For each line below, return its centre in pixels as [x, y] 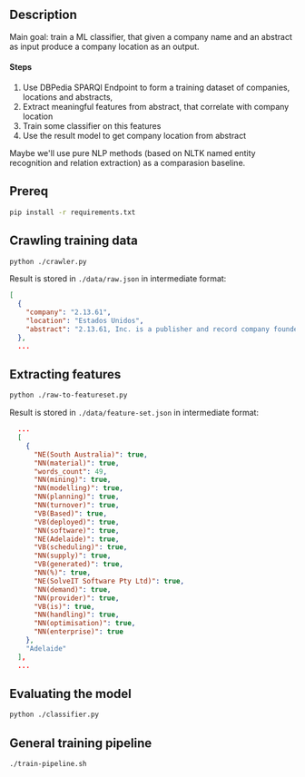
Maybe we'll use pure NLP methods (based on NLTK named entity [133, 153]
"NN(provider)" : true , [76, 598]
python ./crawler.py [49, 261]
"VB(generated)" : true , [79, 565]
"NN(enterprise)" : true [79, 632]
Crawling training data [74, 241]
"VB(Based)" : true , [70, 513]
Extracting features [65, 374]
